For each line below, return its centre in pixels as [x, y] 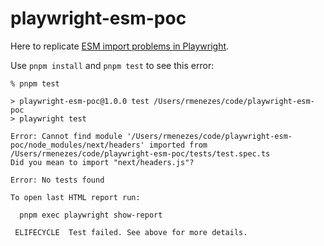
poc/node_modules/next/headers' [77, 145]
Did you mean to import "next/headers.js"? [102, 162]
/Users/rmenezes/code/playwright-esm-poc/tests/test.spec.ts [140, 153]
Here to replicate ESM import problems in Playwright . [120, 46]
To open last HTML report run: [75, 197]
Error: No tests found [57, 180]
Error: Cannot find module [66, 136]
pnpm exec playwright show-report [91, 215]
